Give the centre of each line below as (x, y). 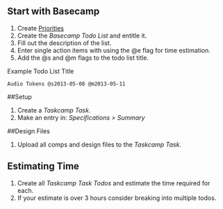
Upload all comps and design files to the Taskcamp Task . (99, 144)
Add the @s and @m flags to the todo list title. (83, 58)
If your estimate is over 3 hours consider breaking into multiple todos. (117, 198)
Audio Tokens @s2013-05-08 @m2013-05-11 (67, 84)
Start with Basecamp (53, 11)
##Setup (20, 97)
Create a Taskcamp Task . (54, 110)
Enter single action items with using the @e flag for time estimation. (114, 50)
